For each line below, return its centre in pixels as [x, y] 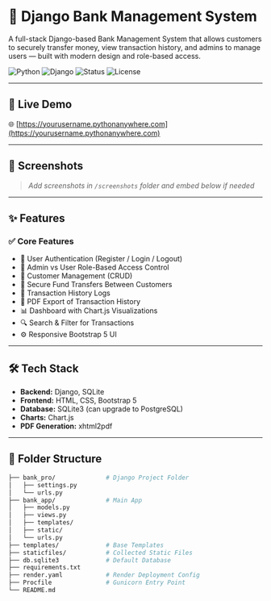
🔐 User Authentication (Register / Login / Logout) [101, 259]
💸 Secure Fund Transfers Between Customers [96, 285]
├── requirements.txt [45, 568]
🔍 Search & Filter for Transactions [77, 323]
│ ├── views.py [38, 515]
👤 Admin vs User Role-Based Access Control [94, 267]
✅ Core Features [41, 241]
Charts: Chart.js [47, 418]
